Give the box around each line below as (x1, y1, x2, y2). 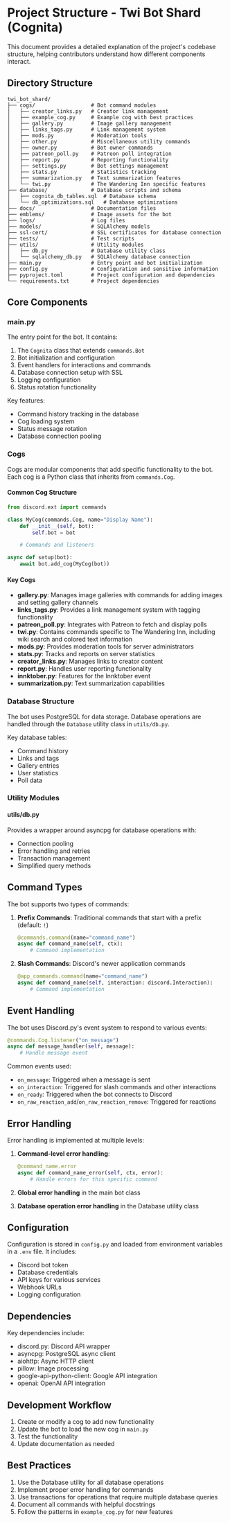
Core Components (7, 297, 88, 308)
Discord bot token (17, 1261, 69, 1269)
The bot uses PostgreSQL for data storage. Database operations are (7, 712, 202, 721)
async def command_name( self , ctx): (17, 940, 123, 947)
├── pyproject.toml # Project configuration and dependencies (7, 272, 215, 279)
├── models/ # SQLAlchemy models (7, 223, 150, 230)
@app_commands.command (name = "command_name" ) (17, 973, 148, 980)
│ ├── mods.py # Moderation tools (7, 132, 148, 139)
